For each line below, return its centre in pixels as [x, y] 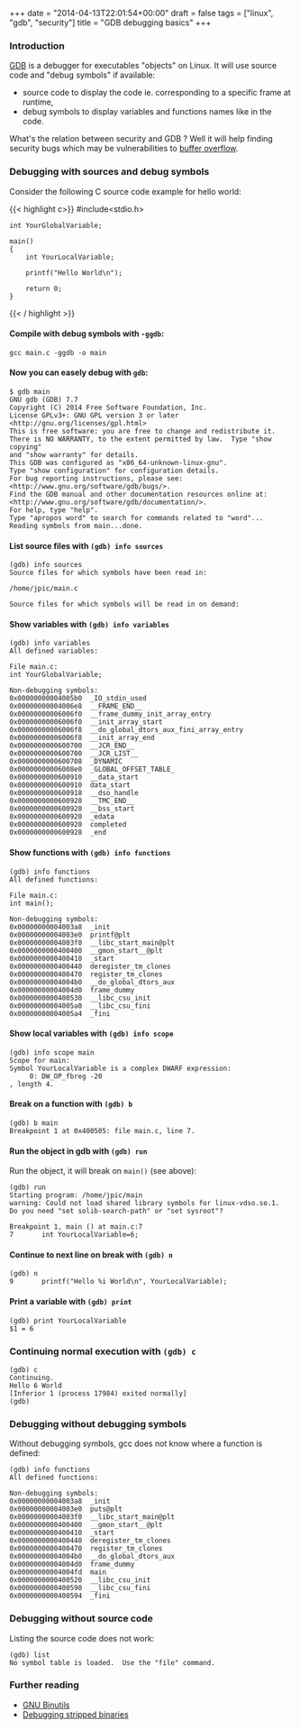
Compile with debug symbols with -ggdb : [87, 334]
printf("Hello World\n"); [74, 273]
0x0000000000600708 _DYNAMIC [66, 762]
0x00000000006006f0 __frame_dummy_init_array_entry [110, 714]
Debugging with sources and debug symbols [109, 172]
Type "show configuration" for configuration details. [114, 471]
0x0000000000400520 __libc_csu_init [80, 1580]
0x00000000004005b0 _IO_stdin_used [78, 699]
